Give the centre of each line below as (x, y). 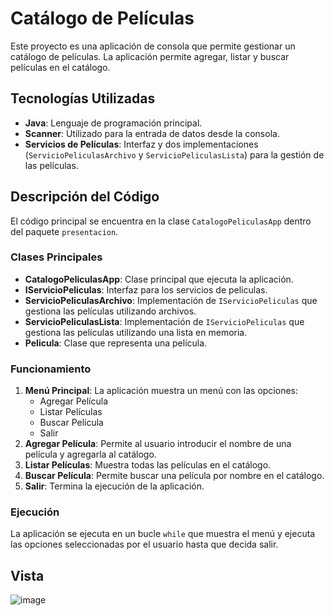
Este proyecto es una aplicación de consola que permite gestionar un (153, 46)
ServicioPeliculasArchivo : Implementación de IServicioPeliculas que (171, 300)
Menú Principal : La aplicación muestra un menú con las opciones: (161, 391)
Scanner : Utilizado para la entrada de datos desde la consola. (152, 133)
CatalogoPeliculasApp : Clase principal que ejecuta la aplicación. (159, 279)
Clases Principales (56, 257)
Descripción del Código (85, 197)
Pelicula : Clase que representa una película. (116, 343)
